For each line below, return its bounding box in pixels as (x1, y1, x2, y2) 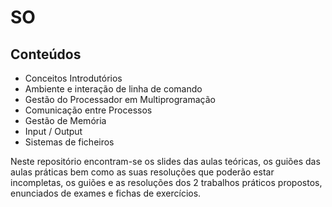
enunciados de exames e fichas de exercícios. (10, 187, 202, 199)
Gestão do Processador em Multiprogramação (24, 94, 216, 105)
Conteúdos (10, 46, 82, 63)
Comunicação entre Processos (24, 104, 153, 116)
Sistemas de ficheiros (24, 136, 115, 148)
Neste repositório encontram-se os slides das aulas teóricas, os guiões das (10, 156, 321, 167)
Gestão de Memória (24, 115, 107, 126)
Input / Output (24, 126, 83, 137)
